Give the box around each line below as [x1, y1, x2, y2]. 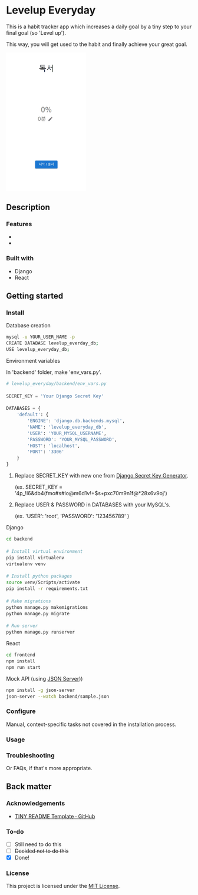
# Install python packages [6, 574, 72, 579]
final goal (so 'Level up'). [6, 29, 67, 36]
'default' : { [16, 412, 49, 418]
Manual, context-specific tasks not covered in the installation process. [6, 721, 177, 728]
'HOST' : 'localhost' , [27, 443, 81, 449]
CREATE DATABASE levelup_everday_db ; [6, 340, 99, 346]
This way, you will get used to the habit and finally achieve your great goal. [6, 41, 187, 48]
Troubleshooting [6, 751, 55, 760]
